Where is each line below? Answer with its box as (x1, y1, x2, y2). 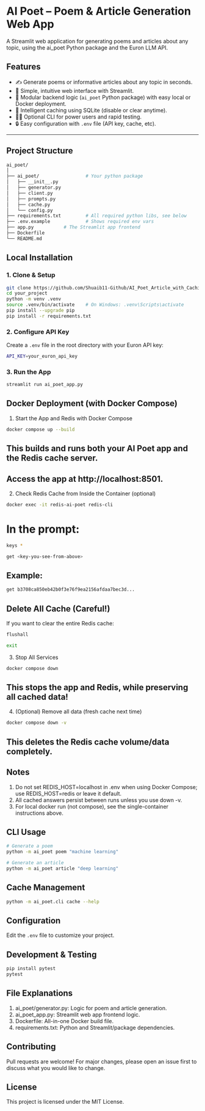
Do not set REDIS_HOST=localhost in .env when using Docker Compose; (15, 783, 198, 790)
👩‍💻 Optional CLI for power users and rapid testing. (15, 113, 142, 120)
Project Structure (6, 145, 73, 156)
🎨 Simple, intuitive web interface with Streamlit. (15, 87, 134, 94)
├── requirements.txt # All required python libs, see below (6, 213, 187, 219)
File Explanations (6, 988, 73, 999)
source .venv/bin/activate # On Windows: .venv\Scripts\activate (6, 302, 184, 308)
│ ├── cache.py (6, 202, 51, 208)
